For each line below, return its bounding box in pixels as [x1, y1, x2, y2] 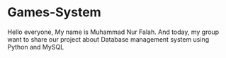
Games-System [7, 4, 101, 21]
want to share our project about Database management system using [7, 35, 210, 43]
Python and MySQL [7, 42, 64, 51]
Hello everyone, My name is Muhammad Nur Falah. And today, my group [7, 28, 220, 36]
